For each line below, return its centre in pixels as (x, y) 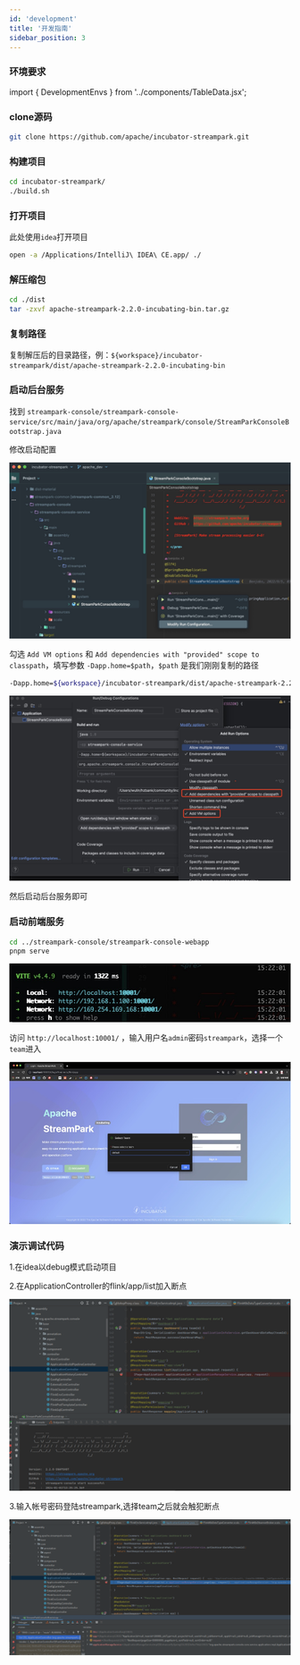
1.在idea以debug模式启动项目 (63, 1267)
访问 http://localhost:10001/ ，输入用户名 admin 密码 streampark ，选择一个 (146, 1038)
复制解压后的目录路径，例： (60, 355)
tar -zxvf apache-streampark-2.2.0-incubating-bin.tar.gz (119, 310)
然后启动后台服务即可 (48, 896)
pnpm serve (29, 951)
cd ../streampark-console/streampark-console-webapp (109, 942)
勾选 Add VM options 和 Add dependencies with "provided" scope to (134, 654)
